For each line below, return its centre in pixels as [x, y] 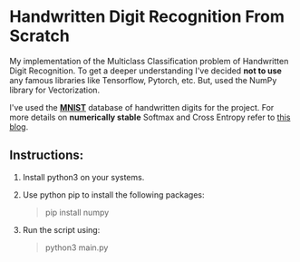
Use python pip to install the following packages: [114, 194]
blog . [19, 126]
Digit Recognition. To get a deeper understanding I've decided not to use [146, 71]
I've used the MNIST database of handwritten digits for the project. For [142, 107]
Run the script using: [61, 229]
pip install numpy [77, 212]
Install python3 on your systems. [83, 177]
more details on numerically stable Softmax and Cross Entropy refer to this [150, 117]
